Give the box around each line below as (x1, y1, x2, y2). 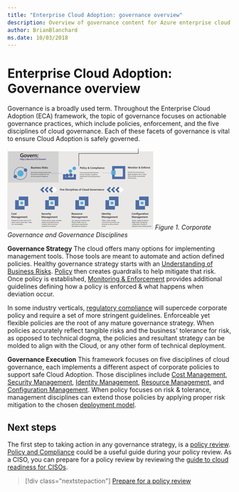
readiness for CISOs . (7, 463, 68, 471)
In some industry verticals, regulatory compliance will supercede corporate (7, 303, 228, 313)
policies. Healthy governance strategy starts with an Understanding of (7, 260, 213, 268)
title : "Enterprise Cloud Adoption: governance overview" (7, 11, 183, 19)
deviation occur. (7, 290, 55, 298)
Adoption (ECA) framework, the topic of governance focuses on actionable (7, 112, 227, 120)
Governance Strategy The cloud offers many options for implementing (7, 244, 216, 253)
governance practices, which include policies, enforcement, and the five (7, 120, 219, 128)
